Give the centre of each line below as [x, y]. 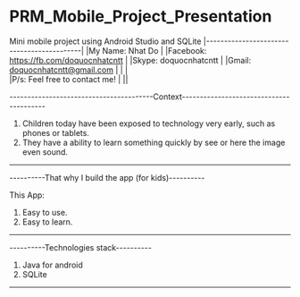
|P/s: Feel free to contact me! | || [69, 79]
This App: [27, 195]
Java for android [52, 265]
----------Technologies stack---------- [81, 247]
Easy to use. [45, 212]
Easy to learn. [47, 222]
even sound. [45, 152]
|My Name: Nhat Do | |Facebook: [146, 50]
